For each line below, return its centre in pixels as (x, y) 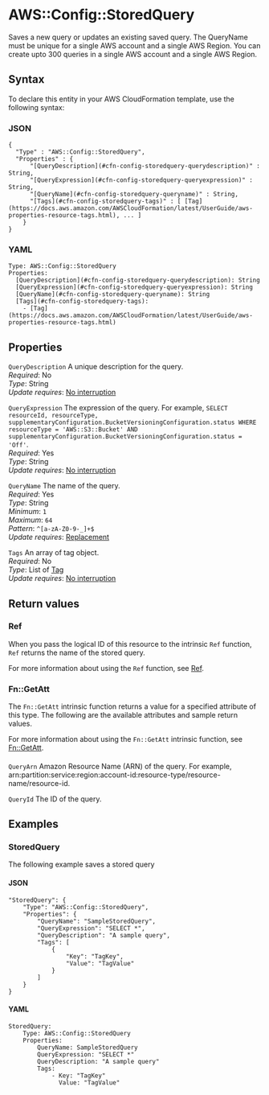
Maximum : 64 (31, 520)
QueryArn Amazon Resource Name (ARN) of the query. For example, (120, 766)
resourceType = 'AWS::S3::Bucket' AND (73, 430)
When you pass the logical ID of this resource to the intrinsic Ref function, (130, 644)
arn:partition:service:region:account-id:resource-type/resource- (114, 775)
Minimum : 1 (27, 512)
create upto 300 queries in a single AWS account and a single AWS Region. (133, 54)
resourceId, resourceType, (53, 416)
